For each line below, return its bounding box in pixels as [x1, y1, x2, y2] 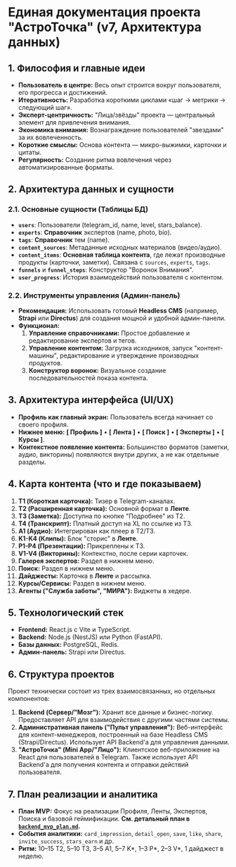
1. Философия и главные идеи [8, 62, 146, 74]
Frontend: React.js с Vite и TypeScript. [18, 626, 131, 634]
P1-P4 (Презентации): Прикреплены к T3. [18, 541, 145, 550]
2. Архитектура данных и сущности [8, 184, 174, 196]
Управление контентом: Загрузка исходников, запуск [28, 343, 193, 352]
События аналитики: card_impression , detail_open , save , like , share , [18, 830, 223, 838]
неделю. [18, 852, 44, 861]
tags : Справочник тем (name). [18, 235, 110, 243]
